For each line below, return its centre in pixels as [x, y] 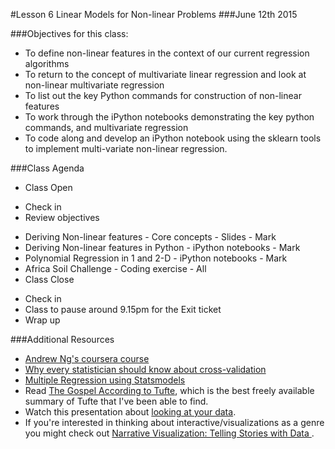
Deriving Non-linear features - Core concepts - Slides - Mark [150, 237]
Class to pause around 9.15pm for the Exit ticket [123, 309]
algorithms [47, 63]
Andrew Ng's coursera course [87, 358]
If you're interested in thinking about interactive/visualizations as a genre [174, 422]
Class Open [48, 187]
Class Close [49, 279]
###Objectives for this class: [69, 33]
